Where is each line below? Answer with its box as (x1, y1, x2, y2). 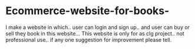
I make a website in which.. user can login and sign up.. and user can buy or (5, 24, 190, 31)
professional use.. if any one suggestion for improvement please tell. (5, 36, 172, 43)
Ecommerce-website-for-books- (5, 4, 170, 18)
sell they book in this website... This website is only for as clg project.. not (5, 30, 185, 37)
